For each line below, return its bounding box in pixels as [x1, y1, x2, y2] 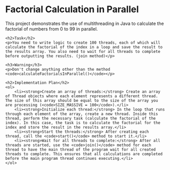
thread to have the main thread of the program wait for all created [5, 147, 156, 152]
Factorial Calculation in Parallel [5, 4, 139, 15]
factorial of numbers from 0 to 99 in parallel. [5, 25, 98, 32]
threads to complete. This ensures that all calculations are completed [5, 151, 163, 156]
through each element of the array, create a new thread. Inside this [5, 111, 158, 117]
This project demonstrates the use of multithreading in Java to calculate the [5, 20, 164, 26]
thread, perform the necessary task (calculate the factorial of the [5, 116, 156, 121]
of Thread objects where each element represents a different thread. [5, 93, 158, 99]
